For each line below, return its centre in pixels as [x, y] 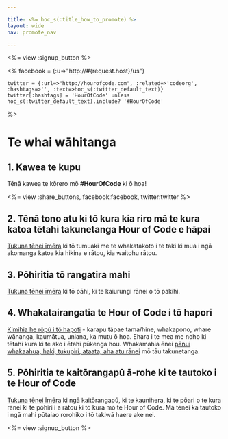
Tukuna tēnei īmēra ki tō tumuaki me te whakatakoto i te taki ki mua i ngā [110, 246]
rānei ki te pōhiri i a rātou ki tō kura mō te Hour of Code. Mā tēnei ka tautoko [114, 407]
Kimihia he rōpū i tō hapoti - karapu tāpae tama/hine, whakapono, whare [109, 329]
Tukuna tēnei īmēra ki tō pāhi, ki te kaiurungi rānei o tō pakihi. [93, 291]
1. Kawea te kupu [44, 167]
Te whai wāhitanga [62, 142]
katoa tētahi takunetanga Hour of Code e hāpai [109, 229]
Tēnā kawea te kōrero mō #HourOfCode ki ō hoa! [77, 184]
